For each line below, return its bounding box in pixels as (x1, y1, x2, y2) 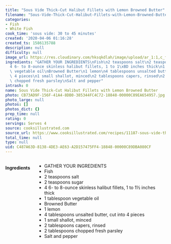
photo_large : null (5, 97, 44, 102)
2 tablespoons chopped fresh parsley (44, 228, 123, 234)
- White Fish (5, 26, 33, 32)
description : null (5, 45, 44, 50)
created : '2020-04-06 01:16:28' (5, 36, 74, 41)
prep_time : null (5, 111, 40, 117)
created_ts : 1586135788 (5, 41, 56, 46)
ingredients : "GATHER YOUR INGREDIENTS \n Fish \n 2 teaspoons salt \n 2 (5, 59, 152, 65)
